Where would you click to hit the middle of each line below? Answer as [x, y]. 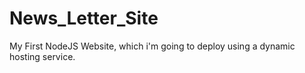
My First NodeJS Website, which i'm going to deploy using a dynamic [152, 46]
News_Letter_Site [84, 18]
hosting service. [42, 56]
